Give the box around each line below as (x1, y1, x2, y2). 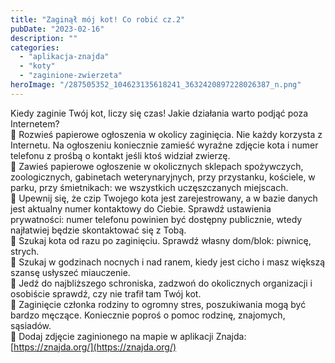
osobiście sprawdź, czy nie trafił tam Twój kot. (10, 287, 202, 300)
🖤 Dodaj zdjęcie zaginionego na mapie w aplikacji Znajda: (10, 330, 247, 342)
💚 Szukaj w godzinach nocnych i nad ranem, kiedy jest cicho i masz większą (10, 256, 326, 268)
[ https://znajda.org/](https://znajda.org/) (10, 341, 177, 353)
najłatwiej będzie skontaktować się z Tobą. (10, 224, 187, 236)
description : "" (10, 33, 78, 43)
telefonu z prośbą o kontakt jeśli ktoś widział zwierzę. (10, 149, 231, 161)
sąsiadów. (10, 319, 52, 331)
